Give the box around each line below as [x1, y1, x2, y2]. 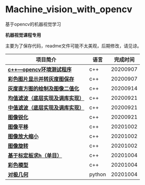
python [89, 171, 106, 178]
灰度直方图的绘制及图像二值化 [8, 85, 80, 92]
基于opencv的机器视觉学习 [5, 21, 61, 27]
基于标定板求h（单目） [8, 152, 62, 159]
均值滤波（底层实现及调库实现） [8, 94, 85, 101]
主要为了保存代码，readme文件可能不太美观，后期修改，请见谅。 [5, 42, 142, 49]
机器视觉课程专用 [5, 32, 41, 38]
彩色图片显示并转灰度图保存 [8, 75, 75, 83]
